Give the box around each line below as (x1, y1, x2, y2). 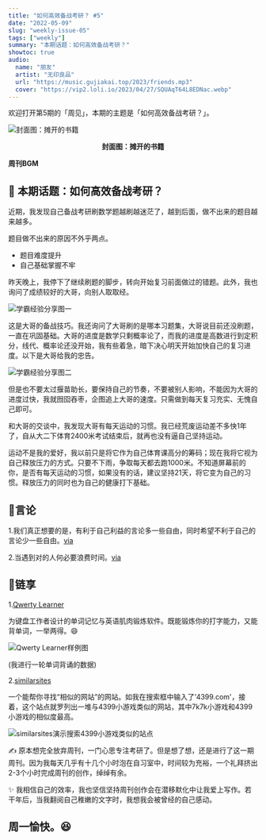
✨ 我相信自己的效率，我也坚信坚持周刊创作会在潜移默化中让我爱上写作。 (8, 784, 245, 794)
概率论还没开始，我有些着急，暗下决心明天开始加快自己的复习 (42, 341, 244, 350)
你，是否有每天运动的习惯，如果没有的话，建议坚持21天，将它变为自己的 (8, 468, 245, 477)
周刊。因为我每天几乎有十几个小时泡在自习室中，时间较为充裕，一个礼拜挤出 (8, 757, 258, 767)
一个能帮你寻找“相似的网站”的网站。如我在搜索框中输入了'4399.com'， (8, 692, 239, 701)
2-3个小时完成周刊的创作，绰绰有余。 (8, 768, 131, 777)
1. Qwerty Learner (8, 599, 65, 609)
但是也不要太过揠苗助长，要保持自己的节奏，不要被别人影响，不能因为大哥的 (8, 384, 258, 394)
